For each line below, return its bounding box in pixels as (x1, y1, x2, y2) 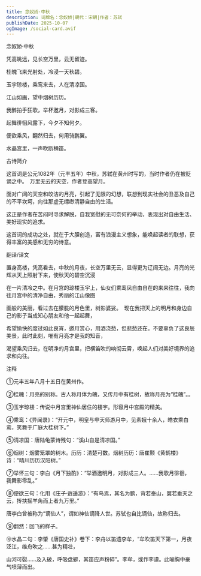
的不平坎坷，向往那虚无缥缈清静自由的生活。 (6, 198, 117, 205)
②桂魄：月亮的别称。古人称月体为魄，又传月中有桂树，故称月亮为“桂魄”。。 (6, 391, 194, 398)
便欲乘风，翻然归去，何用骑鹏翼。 (6, 132, 90, 139)
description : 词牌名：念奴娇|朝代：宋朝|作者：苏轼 (6, 14, 123, 20)
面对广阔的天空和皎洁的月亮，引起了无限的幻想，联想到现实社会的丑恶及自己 (6, 190, 195, 198)
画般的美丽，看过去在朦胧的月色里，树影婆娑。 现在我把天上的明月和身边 (6, 304, 187, 312)
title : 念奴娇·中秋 (6, 8, 50, 15)
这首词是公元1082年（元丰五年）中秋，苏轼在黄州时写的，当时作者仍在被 (6, 170, 186, 178)
